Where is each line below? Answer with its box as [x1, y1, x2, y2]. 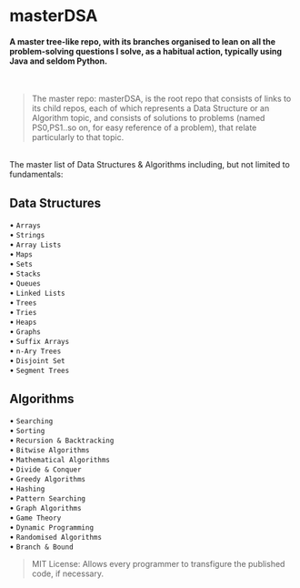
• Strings [9, 229, 45, 240]
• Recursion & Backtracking [9, 434, 115, 446]
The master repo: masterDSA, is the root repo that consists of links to [31, 93, 292, 105]
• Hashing [9, 483, 45, 494]
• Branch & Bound [9, 541, 75, 552]
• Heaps [9, 316, 37, 328]
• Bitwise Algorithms [9, 444, 90, 455]
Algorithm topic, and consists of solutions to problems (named [31, 113, 265, 124]
